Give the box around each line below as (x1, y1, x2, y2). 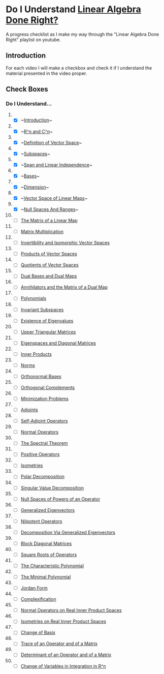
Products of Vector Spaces (20, 251, 78, 257)
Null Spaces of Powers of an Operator (20, 496, 101, 502)
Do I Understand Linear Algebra (6, 4, 142, 15)
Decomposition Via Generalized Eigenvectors (20, 529, 116, 535)
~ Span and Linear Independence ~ (20, 162, 93, 168)
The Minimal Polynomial (20, 574, 71, 580)
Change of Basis (20, 629, 55, 636)
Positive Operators (20, 451, 60, 457)
